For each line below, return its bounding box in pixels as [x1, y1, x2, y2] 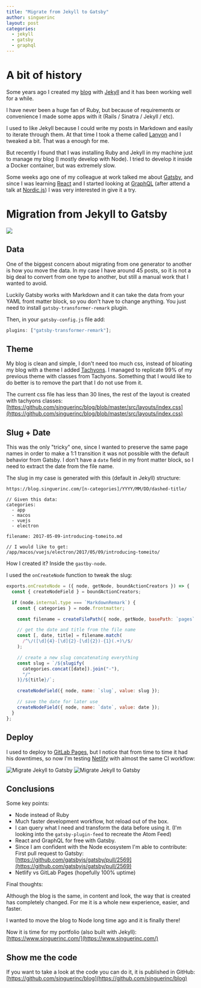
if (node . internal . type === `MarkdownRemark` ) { [11, 599, 136, 605]
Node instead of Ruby [14, 811, 69, 819]
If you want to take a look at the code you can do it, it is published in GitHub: [6, 968, 196, 976]
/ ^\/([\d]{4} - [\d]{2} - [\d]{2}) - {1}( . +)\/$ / [22, 638, 134, 645]
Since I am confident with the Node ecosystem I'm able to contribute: [14, 843, 187, 851]
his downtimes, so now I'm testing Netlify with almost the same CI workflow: [6, 754, 196, 762]
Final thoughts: [6, 881, 43, 888]
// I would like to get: [6, 544, 69, 550]
